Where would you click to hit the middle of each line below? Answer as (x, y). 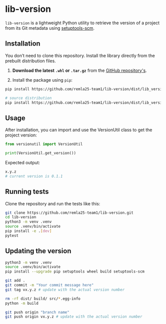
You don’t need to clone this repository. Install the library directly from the (80, 55)
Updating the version (38, 251)
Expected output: (23, 162)
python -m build (22, 303)
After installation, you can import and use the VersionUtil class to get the (79, 130)
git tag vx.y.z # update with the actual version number (65, 290)
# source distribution (28, 98)
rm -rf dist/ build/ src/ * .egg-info (43, 299)
